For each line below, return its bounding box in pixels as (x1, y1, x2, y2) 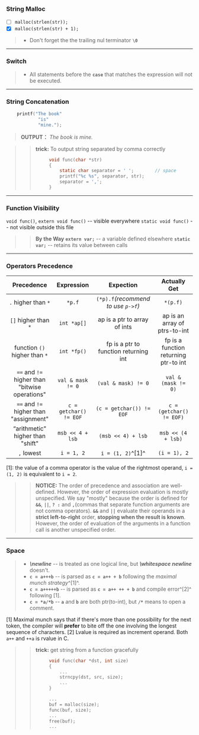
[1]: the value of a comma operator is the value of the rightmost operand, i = (6, 464, 193, 471)
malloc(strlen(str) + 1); (14, 26, 79, 32)
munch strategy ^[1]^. (29, 579, 80, 586)
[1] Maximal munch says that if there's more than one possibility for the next (6, 616, 191, 623)
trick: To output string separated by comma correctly (35, 145, 166, 153)
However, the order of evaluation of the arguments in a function (35, 520, 191, 527)
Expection (108, 281, 138, 289)
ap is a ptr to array (97, 315, 149, 324)
